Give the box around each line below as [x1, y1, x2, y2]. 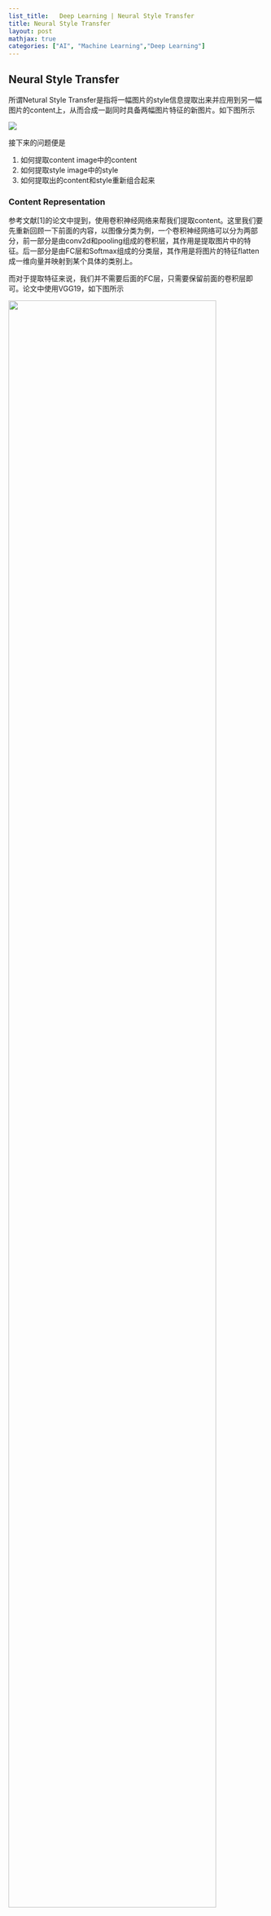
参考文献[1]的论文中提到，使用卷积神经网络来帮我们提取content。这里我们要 [8, 216, 264, 225]
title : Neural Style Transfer [8, 20, 111, 28]
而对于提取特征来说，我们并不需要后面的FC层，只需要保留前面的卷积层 [8, 273, 247, 283]
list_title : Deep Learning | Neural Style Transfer [8, 11, 195, 20]
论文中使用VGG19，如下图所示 [22, 284, 125, 294]
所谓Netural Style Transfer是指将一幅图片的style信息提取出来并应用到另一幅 [8, 94, 263, 104]
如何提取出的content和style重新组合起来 [20, 175, 155, 185]
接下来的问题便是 [8, 138, 66, 147]
